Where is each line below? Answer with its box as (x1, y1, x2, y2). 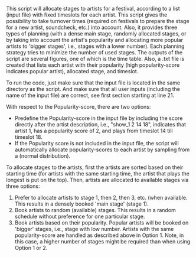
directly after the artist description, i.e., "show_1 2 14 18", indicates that (14, 121, 187, 128)
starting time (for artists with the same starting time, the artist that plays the (6, 170, 190, 177)
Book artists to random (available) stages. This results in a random (14, 207, 176, 213)
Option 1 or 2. (14, 245, 48, 251)
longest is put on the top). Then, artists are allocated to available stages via (6, 177, 189, 183)
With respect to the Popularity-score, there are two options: (6, 103, 151, 110)
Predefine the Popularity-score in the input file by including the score (14, 115, 183, 122)
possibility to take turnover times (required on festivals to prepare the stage (6, 18, 190, 24)
